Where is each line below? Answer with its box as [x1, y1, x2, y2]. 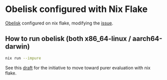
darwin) [5, 42, 30, 51]
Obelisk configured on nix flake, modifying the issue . [5, 20, 114, 26]
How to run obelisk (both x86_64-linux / [5, 34, 131, 43]
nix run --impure [5, 55, 41, 60]
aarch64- [132, 34, 163, 43]
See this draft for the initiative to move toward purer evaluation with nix [5, 64, 151, 70]
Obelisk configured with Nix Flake [5, 3, 148, 15]
